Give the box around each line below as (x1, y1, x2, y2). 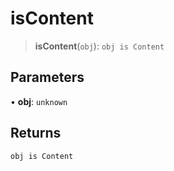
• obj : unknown (10, 95, 68, 107)
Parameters (10, 69, 85, 86)
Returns (10, 125, 62, 142)
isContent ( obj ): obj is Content (34, 40, 165, 52)
